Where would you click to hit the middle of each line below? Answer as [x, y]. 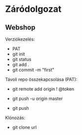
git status [22, 59]
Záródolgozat [33, 9]
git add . [21, 65]
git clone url [24, 127]
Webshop [20, 27]
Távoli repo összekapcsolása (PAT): [41, 79]
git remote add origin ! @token [43, 89]
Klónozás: [15, 118]
